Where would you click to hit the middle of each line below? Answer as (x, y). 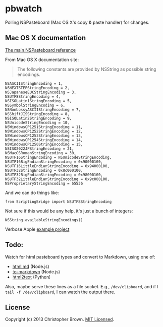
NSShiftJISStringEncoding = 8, (37, 114)
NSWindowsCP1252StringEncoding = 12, (44, 131)
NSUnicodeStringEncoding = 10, (37, 123)
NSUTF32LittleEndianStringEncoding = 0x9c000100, (57, 179)
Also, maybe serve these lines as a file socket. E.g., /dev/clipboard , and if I (82, 286)
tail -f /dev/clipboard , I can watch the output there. (60, 292)
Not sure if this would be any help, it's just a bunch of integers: (69, 211)
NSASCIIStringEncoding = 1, (34, 83)
